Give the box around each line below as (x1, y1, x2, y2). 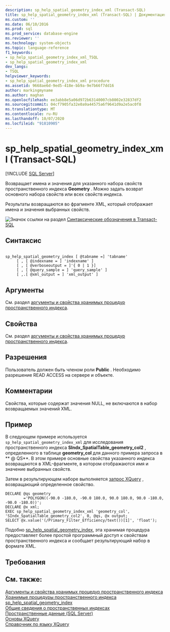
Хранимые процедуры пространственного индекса (5, 594, 117, 600)
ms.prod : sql (5, 26, 33, 32)
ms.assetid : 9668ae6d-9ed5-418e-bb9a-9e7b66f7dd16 (5, 83, 114, 88)
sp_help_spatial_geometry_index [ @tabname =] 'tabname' (5, 254, 128, 259)
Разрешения (5, 353, 47, 362)
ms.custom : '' (5, 17, 35, 22)
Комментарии (5, 387, 53, 396)
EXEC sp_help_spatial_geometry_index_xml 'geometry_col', (5, 509, 130, 514)
